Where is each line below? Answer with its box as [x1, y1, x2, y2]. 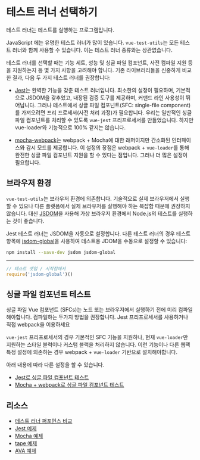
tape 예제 [14, 440, 37, 447]
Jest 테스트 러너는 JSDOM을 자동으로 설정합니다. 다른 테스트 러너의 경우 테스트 [6, 230, 191, 237]
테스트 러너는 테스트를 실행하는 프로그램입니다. [6, 26, 115, 33]
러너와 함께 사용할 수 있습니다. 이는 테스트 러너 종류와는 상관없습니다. [12, 46, 173, 54]
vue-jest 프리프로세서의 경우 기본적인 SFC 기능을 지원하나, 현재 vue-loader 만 [6, 334, 189, 341]
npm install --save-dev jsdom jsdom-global [6, 249, 116, 255]
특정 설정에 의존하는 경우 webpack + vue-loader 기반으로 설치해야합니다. [6, 349, 177, 356]
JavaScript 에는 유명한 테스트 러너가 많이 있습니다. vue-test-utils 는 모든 [6, 39, 179, 46]
